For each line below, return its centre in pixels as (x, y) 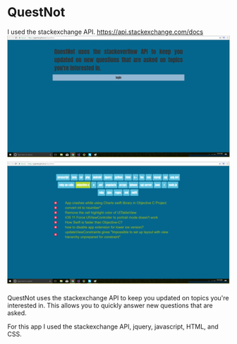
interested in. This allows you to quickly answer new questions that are (110, 305)
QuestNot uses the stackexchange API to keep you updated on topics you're (118, 297)
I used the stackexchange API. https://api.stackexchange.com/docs (105, 32)
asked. (17, 313)
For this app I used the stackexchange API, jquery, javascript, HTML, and (113, 326)
